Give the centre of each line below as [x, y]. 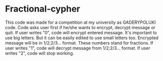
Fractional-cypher [43, 9]
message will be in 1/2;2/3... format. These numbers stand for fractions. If [79, 43]
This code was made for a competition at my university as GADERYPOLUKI [81, 22]
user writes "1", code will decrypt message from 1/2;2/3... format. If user [78, 48]
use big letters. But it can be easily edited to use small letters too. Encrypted [82, 38]
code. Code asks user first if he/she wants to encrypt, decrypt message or [80, 27]
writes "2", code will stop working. [40, 53]
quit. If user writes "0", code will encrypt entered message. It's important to [81, 32]
